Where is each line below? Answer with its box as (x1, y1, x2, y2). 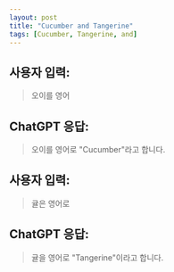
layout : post (9, 12, 58, 22)
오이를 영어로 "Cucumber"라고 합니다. (30, 144, 166, 154)
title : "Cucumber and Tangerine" (9, 21, 134, 30)
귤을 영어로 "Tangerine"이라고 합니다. (30, 251, 164, 263)
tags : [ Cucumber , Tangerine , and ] (9, 29, 138, 38)
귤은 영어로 (30, 198, 70, 209)
